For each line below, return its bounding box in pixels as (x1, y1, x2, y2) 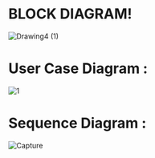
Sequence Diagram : (8, 114, 147, 132)
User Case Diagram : (8, 59, 149, 78)
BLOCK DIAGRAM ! (8, 5, 133, 23)
